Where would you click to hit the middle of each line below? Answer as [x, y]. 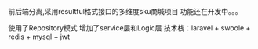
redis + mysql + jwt [39, 37]
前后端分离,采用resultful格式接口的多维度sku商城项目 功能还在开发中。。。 [125, 11]
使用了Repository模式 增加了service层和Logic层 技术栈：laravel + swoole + [129, 28]
